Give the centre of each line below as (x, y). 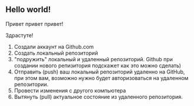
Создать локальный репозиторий (56, 53)
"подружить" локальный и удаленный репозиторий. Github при (93, 59)
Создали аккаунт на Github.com (54, 47)
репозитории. (31, 84)
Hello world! (28, 10)
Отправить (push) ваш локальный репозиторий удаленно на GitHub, (99, 72)
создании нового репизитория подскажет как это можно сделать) (98, 65)
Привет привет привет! (35, 24)
